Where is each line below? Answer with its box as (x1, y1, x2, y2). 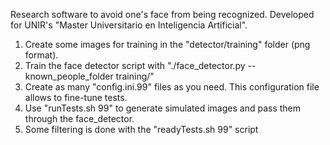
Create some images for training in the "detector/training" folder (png (24, 39, 311, 50)
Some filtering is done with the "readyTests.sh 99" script (24, 124, 259, 135)
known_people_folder (24, 70, 114, 82)
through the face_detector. (24, 113, 135, 124)
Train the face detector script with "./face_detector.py (24, 60, 246, 71)
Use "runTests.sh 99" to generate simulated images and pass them (24, 102, 302, 114)
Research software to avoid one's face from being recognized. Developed (10, 9, 315, 20)
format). (24, 49, 59, 61)
